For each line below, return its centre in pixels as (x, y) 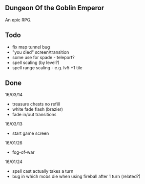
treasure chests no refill (36, 104)
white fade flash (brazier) (38, 109)
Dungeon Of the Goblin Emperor (55, 8)
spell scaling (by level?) (36, 62)
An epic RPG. (18, 20)
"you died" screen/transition (41, 52)
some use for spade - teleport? (43, 57)
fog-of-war (23, 152)
